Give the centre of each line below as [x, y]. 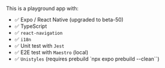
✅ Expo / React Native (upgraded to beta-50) [69, 19]
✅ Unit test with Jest [39, 46]
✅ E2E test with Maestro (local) [51, 52]
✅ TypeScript [31, 26]
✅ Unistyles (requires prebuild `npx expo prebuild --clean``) [87, 59]
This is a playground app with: [42, 8]
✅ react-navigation [39, 33]
